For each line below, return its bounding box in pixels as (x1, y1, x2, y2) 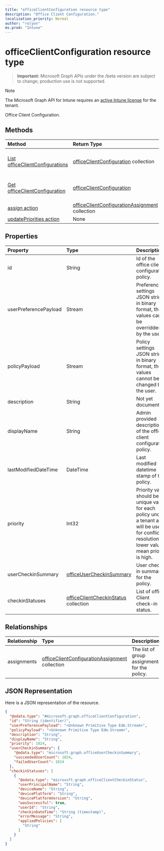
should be (136, 493, 159, 499)
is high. (136, 554, 153, 561)
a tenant (136, 517, 155, 524)
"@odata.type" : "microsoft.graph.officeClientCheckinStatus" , (18, 778, 147, 782)
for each (136, 505, 156, 512)
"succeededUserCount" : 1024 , (14, 755, 73, 760)
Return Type (73, 141, 102, 147)
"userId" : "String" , (18, 805, 60, 810)
